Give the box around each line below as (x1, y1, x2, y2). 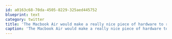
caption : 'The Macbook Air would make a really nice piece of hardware (5, 26, 161, 31)
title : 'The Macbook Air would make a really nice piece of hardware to (5, 21, 164, 27)
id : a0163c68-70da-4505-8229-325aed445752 (5, 7, 97, 13)
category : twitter (5, 17, 45, 22)
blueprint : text (5, 12, 40, 17)
